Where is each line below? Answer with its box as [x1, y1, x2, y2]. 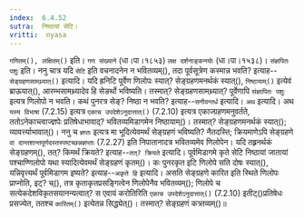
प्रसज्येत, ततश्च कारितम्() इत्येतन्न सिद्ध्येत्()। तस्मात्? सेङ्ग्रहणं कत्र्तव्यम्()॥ [9, 198, 227, 209]
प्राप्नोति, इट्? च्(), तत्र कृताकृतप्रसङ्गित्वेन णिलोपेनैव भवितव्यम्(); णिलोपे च [9, 178, 221, 189]
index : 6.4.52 [9, 13, 67, 23]
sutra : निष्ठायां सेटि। [9, 22, 79, 31]
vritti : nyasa [9, 30, 67, 39]
